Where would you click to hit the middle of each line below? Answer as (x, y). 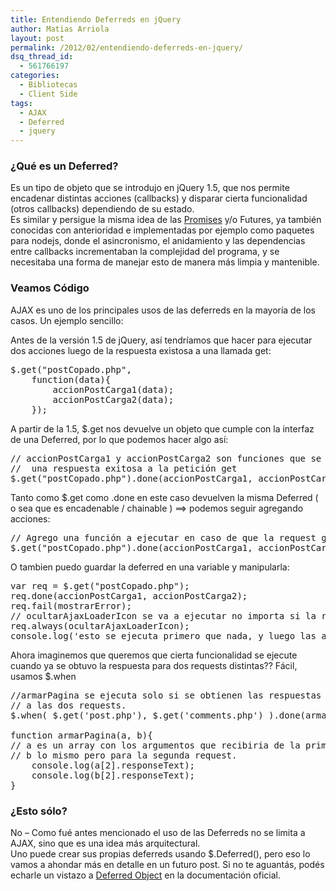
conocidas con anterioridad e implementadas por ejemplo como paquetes (162, 230)
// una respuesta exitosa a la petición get (124, 468)
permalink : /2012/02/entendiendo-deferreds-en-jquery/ (127, 47)
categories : (35, 76)
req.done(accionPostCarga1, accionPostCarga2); (129, 595)
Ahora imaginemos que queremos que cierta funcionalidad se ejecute (154, 655)
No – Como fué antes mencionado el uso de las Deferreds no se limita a (158, 833)
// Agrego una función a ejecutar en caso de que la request (163, 537)
